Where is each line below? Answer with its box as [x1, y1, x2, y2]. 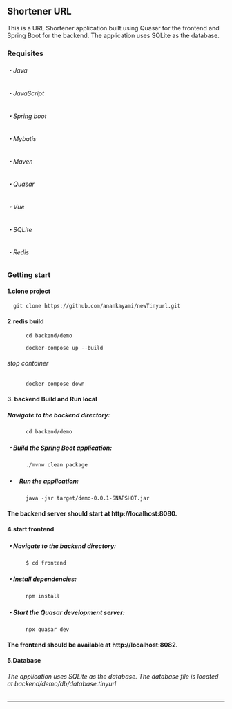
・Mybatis [7, 135, 37, 143]
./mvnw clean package [25, 461, 88, 469]
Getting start [7, 270, 51, 279]
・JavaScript [7, 89, 45, 97]
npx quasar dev [25, 626, 70, 633]
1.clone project [7, 287, 50, 296]
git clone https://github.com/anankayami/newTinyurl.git [13, 303, 181, 310]
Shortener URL [7, 6, 72, 17]
